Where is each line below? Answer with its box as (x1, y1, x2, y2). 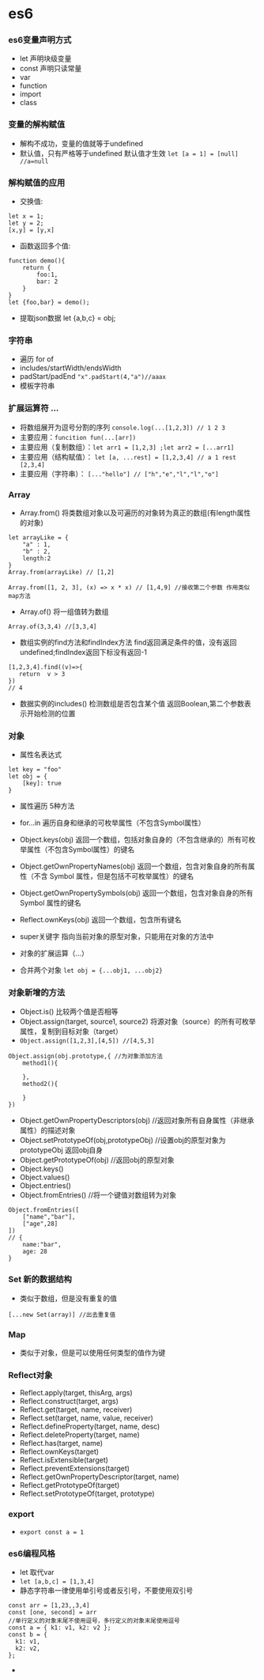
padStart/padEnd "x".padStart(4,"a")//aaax (19, 372, 166, 381)
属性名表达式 (19, 750, 62, 759)
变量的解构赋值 (8, 119, 66, 131)
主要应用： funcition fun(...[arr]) (19, 432, 137, 441)
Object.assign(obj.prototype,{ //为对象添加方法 (8, 1052, 164, 1060)
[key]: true (22, 780, 62, 788)
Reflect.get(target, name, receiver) (19, 1405, 133, 1414)
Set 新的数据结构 (8, 1274, 73, 1285)
